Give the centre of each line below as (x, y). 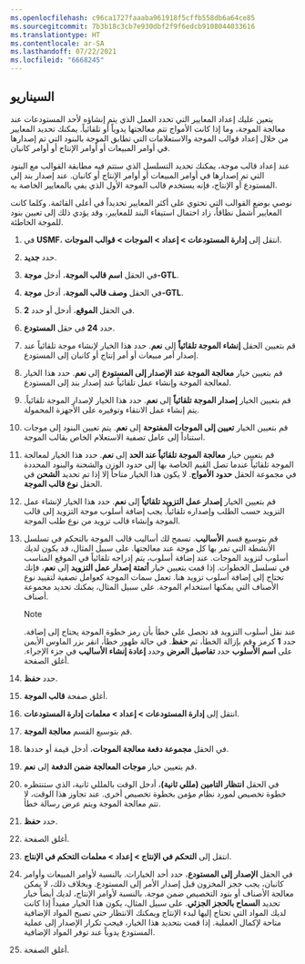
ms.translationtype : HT (56, 35)
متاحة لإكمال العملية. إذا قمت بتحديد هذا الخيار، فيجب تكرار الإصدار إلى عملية (152, 922)
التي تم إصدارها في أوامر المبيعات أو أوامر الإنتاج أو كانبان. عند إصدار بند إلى (137, 175)
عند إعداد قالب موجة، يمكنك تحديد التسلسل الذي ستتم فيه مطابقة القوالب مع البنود (150, 166)
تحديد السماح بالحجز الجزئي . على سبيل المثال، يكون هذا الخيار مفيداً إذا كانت (152, 903)
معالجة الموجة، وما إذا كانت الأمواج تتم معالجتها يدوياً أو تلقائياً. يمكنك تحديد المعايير (148, 128)
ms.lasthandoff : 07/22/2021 (64, 52)
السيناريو (32, 97)
